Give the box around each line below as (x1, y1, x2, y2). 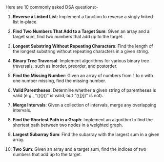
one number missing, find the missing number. (12, 78, 106, 83)
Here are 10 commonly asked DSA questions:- (5, 4, 98, 10)
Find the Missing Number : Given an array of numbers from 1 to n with (12, 73, 153, 78)
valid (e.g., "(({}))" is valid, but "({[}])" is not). (12, 93, 103, 98)
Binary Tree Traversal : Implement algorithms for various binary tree (12, 58, 149, 63)
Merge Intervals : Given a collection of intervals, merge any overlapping (12, 102, 157, 108)
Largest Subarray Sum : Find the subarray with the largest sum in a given (12, 132, 160, 137)
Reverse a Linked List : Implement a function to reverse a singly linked (12, 14, 153, 19)
